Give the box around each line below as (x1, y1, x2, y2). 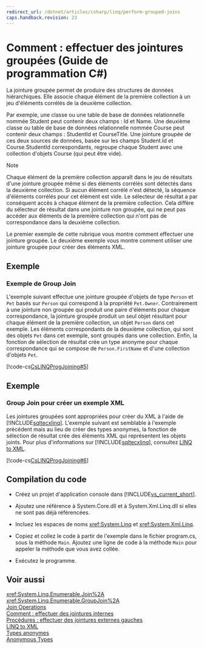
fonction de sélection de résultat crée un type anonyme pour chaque (6, 338, 178, 346)
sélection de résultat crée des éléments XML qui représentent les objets (6, 432, 186, 439)
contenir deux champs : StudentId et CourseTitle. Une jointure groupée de (6, 131, 191, 138)
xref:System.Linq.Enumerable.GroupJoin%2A (6, 597, 120, 605)
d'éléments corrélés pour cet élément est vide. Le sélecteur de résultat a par (6, 193, 198, 201)
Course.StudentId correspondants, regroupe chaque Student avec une (6, 143, 183, 151)
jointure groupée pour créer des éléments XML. (6, 244, 125, 251)
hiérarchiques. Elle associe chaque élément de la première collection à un (6, 93, 191, 100)
